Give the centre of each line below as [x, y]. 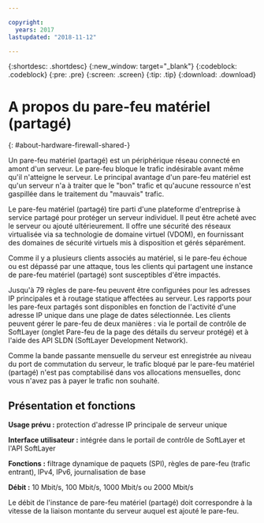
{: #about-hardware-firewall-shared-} [69, 145]
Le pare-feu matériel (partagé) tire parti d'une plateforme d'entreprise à [125, 209]
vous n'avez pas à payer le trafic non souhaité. [84, 381]
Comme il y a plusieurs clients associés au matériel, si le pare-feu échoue [128, 258]
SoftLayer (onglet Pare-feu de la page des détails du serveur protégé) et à [128, 332]
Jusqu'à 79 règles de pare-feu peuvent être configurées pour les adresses [129, 290]
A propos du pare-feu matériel [109, 106]
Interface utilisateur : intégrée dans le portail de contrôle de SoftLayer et [127, 440]
